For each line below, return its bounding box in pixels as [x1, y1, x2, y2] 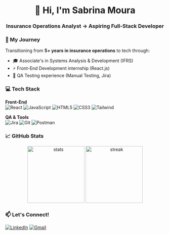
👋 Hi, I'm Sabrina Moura [34, 5, 136, 16]
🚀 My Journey [5, 36, 40, 43]
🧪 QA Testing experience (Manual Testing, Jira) [12, 73, 111, 79]
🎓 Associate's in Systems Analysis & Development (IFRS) [12, 58, 134, 64]
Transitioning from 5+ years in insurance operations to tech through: [5, 48, 150, 54]
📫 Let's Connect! [5, 211, 50, 218]
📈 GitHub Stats [5, 132, 44, 139]
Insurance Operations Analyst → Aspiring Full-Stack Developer [6, 23, 164, 30]
